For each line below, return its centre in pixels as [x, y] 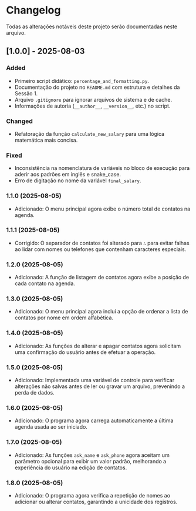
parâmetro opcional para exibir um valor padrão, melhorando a [90, 461]
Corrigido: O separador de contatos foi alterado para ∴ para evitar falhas [102, 243]
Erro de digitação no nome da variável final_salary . [78, 181]
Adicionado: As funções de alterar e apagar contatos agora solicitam [98, 346]
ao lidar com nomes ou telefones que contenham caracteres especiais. [100, 249]
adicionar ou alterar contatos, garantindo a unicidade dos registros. [96, 502]
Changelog [33, 10]
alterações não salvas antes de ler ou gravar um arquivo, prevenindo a [100, 386]
